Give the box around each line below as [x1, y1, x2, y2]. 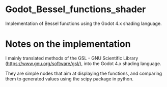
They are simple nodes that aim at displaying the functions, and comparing [5, 70, 162, 76]
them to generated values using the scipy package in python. [5, 75, 134, 82]
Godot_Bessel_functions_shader [5, 4, 146, 15]
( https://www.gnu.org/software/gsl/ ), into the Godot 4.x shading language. [5, 60, 161, 67]
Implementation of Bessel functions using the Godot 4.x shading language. [5, 20, 162, 26]
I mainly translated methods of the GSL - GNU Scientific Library [5, 55, 138, 61]
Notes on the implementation [5, 38, 131, 50]
